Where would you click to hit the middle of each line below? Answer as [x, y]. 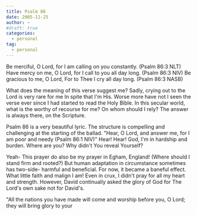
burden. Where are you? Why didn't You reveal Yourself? [75, 145]
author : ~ [18, 22]
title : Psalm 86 [26, 11]
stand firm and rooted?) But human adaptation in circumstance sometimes [96, 163]
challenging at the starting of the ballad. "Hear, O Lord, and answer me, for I [98, 133]
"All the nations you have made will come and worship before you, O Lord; [96, 199]
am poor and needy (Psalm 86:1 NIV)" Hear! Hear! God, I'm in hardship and [97, 139]
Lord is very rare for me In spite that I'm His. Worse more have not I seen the [98, 96]
